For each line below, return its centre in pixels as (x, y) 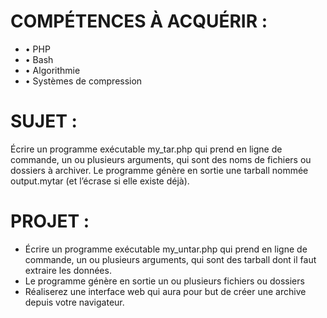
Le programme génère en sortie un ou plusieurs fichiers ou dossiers (164, 281)
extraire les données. (68, 270)
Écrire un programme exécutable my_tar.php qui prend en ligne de (146, 149)
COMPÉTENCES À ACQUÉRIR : (139, 21)
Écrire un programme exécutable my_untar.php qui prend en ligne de (166, 249)
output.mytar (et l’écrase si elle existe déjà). (100, 181)
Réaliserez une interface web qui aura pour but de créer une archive (165, 291)
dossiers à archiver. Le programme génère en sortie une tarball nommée (159, 170)
